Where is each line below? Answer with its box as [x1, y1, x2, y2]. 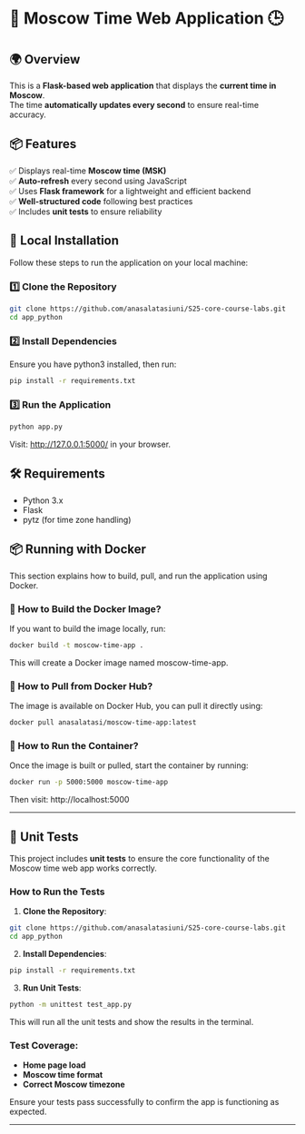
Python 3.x [22, 495, 64, 506]
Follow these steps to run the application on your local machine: [9, 257, 249, 268]
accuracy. [9, 109, 47, 120]
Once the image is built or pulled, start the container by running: [9, 760, 249, 771]
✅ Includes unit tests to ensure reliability [9, 206, 162, 217]
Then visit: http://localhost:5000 [9, 794, 130, 805]
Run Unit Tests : [22, 982, 82, 993]
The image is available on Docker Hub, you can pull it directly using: [9, 701, 263, 712]
